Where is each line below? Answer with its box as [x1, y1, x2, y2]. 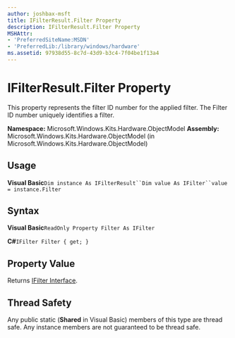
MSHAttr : [7, 30, 33, 37]
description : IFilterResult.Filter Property [7, 23, 140, 30]
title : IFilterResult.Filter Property [7, 17, 121, 24]
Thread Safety [7, 296, 72, 308]
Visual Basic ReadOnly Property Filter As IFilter [7, 223, 155, 232]
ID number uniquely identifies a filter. [7, 111, 115, 119]
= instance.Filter [7, 186, 61, 193]
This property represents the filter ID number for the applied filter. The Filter [7, 103, 228, 111]
